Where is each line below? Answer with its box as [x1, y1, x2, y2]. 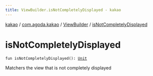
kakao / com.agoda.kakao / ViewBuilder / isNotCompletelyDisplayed [5, 21, 148, 27]
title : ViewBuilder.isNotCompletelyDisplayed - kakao [5, 7, 122, 13]
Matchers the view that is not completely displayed [5, 64, 111, 71]
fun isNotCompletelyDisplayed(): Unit [5, 56, 87, 61]
